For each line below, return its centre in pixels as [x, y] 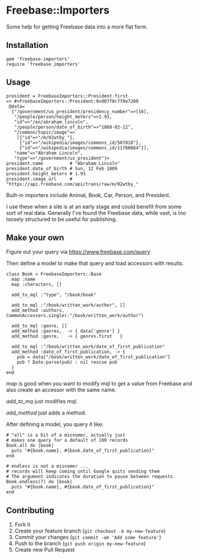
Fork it [22, 525]
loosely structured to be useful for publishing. [61, 219]
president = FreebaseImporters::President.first [67, 96]
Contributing [30, 510]
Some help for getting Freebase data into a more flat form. [77, 27]
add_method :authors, [38, 311]
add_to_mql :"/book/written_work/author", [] [69, 306]
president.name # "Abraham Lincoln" [63, 163]
